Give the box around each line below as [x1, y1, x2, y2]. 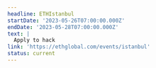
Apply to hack [13, 37, 55, 44]
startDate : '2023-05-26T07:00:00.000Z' [7, 17, 126, 24]
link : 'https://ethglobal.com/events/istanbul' [7, 43, 151, 50]
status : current [7, 50, 55, 57]
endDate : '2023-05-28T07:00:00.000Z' [7, 23, 119, 30]
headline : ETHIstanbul [7, 10, 74, 18]
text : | [7, 30, 30, 38]
